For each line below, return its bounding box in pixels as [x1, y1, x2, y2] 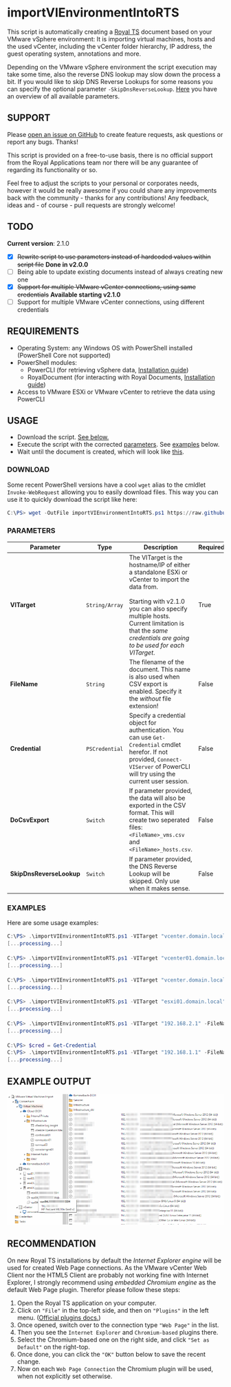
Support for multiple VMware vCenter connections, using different [16, 297, 205, 306]
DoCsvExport [10, 816, 49, 824]
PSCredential [85, 745, 124, 752]
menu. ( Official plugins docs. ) [16, 1313, 101, 1322]
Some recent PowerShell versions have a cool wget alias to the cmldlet [7, 480, 206, 489]
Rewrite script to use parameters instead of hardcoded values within [16, 253, 211, 261]
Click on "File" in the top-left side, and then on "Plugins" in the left [16, 1306, 209, 1314]
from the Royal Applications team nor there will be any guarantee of [7, 158, 199, 167]
